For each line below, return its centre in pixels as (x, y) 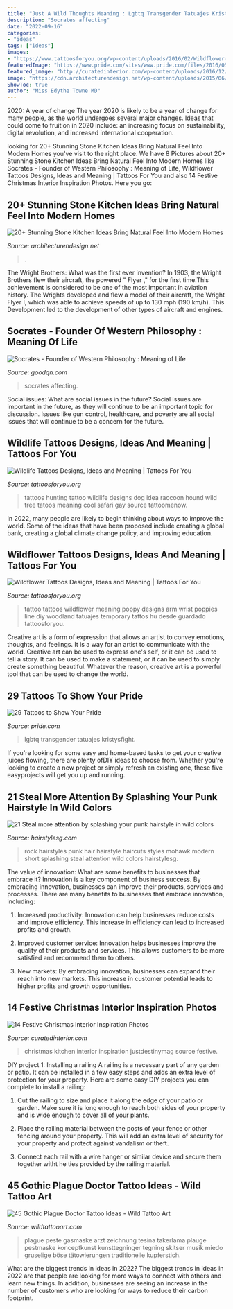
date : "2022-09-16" (35, 26)
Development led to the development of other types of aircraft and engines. (115, 309)
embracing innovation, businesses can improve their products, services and (115, 887)
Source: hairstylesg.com (42, 838)
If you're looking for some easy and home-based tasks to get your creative (114, 753)
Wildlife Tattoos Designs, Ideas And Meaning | (109, 443)
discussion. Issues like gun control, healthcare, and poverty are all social (111, 414)
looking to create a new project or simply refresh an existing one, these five (115, 768)
